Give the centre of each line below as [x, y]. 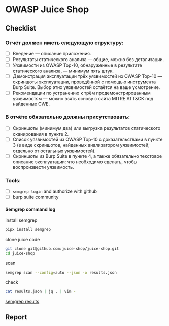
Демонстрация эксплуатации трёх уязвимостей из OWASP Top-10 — [87, 76]
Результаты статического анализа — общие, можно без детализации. [88, 59]
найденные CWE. [31, 104]
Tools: [13, 180]
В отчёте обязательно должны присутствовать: [68, 117]
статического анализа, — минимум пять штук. [63, 71]
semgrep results [22, 301]
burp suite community [36, 197]
